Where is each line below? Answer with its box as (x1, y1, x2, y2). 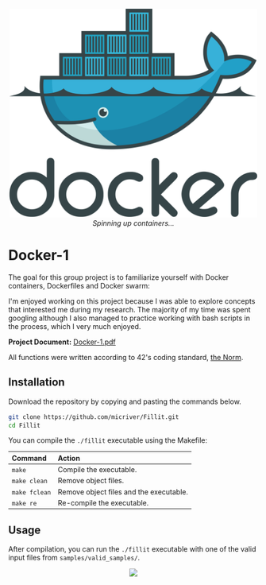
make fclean (11, 488, 52, 497)
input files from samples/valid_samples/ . (8, 553, 141, 563)
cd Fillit (8, 421, 41, 429)
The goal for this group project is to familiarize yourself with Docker (8, 272, 229, 282)
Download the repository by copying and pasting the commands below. (8, 397, 242, 406)
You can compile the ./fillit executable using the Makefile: (8, 436, 208, 445)
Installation (8, 375, 65, 389)
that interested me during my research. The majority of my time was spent (8, 304, 252, 314)
